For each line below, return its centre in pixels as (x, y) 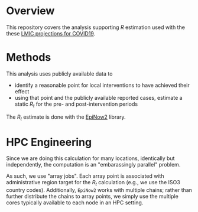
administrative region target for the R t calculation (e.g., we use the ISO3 (93, 183)
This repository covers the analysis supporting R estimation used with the (95, 27)
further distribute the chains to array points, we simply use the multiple (92, 197)
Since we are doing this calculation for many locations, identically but (90, 158)
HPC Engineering (49, 142)
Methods (29, 58)
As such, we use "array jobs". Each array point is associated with (85, 176)
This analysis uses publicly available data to (59, 74)
